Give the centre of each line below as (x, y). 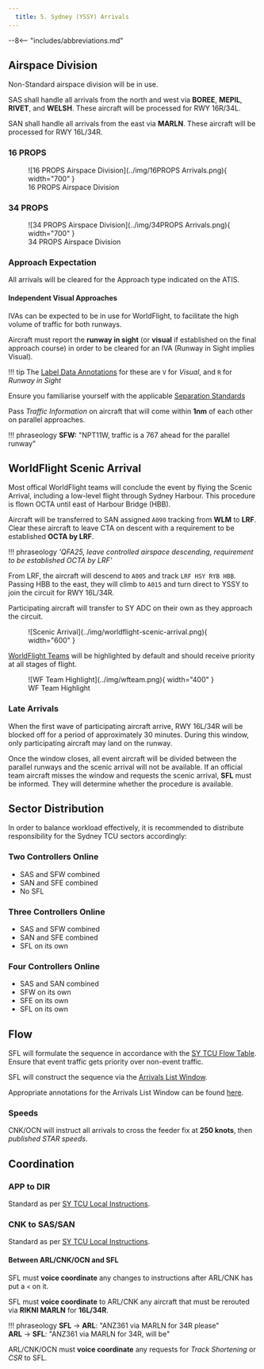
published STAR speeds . (48, 1139)
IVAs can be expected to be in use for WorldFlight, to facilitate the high (124, 316)
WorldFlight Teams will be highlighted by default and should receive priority (132, 656)
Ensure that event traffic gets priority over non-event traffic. (106, 1062)
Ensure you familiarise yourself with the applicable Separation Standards (127, 396)
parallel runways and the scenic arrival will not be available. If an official (126, 766)
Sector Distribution (56, 809)
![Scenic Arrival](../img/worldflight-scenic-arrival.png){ (118, 632)
